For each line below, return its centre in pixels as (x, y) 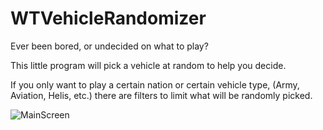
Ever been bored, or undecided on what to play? (109, 46)
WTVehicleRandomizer (108, 18)
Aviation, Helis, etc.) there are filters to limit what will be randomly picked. (161, 95)
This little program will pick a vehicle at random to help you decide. (148, 65)
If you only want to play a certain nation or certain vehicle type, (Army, (155, 84)
